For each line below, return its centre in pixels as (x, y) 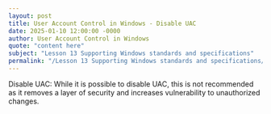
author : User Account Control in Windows (79, 38)
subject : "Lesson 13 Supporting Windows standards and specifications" (131, 53)
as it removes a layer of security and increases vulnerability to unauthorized (134, 92)
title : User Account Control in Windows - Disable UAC (102, 23)
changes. (24, 101)
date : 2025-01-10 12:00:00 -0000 (65, 31)
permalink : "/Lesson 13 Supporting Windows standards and (108, 61)
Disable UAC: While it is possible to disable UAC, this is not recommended (131, 84)
